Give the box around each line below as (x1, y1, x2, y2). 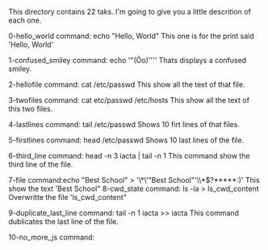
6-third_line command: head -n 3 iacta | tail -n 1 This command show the (8, 151, 250, 160)
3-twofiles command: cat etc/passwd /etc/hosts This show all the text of (8, 95, 250, 104)
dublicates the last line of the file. (8, 217, 119, 226)
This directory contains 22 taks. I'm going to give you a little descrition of (8, 7, 252, 16)
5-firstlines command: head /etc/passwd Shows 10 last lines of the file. (8, 135, 245, 145)
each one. (8, 15, 42, 25)
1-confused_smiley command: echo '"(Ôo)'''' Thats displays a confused (8, 56, 247, 65)
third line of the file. (8, 159, 73, 169)
